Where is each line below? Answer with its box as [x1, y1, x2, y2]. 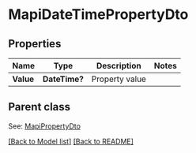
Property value [91, 73, 146, 84]
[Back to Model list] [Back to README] [8, 136, 134, 146]
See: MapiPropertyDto [8, 121, 81, 131]
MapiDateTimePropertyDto [8, 6, 189, 24]
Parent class [8, 100, 71, 114]
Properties [8, 37, 62, 50]
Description [96, 61, 141, 71]
